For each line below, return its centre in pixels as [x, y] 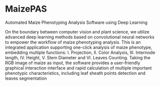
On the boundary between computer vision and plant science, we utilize [77, 32]
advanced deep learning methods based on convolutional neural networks [80, 37]
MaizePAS [26, 9]
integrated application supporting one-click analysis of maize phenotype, [79, 47]
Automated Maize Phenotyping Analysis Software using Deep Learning [76, 22]
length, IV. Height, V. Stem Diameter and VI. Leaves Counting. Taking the [78, 57]
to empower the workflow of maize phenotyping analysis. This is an [73, 42]
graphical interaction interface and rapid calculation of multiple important [79, 68]
